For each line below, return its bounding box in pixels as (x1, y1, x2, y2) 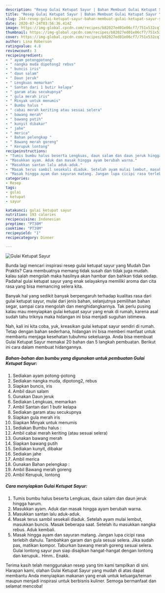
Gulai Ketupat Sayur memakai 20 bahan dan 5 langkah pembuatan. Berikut (5, 339, 156, 345)
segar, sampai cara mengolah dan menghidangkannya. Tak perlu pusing (5, 303, 151, 309)
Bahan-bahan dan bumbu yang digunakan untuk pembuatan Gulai (5, 355, 145, 361)
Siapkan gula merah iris (12, 414, 60, 420)
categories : (5, 176, 30, 181)
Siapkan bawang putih (12, 440, 58, 447)
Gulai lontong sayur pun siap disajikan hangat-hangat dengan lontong (12, 548, 153, 554)
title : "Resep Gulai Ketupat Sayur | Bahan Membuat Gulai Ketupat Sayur (5, 12, 157, 17)
